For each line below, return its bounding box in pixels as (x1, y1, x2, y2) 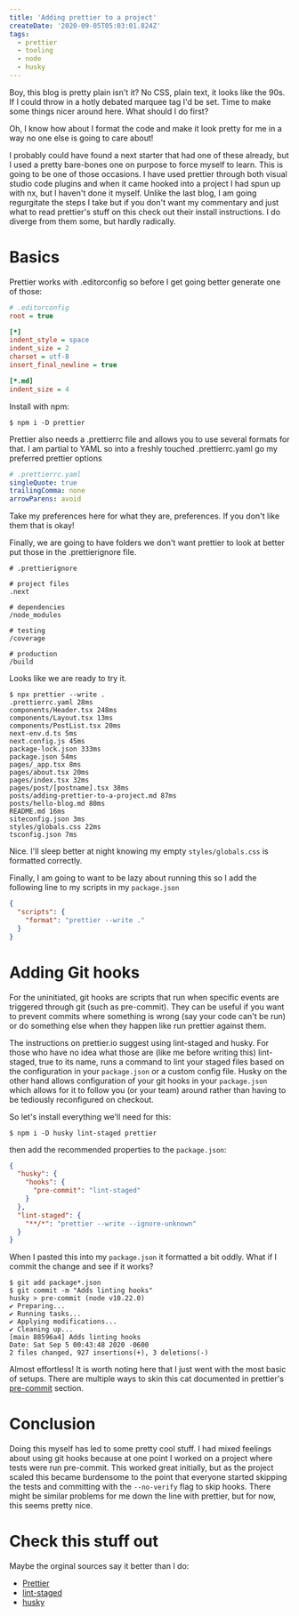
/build (9, 657, 34, 667)
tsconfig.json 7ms (9, 831, 77, 840)
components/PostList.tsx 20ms (9, 721, 122, 730)
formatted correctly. (9, 856, 83, 866)
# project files (9, 580, 69, 589)
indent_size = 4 (9, 384, 69, 394)
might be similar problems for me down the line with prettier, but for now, (9, 1491, 276, 1501)
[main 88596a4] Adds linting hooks (9, 1333, 141, 1342)
